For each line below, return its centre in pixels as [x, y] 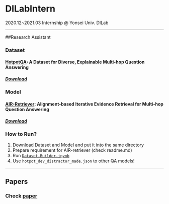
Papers [17, 181]
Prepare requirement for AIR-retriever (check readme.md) [72, 150]
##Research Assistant [28, 37]
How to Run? [21, 134]
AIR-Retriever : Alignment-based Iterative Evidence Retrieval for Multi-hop [84, 104]
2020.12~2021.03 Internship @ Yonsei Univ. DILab [57, 23]
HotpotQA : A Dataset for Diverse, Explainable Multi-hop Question [75, 62]
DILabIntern [30, 9]
